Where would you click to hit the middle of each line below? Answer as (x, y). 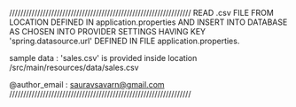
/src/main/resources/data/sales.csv (74, 67)
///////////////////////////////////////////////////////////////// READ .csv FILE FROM (142, 13)
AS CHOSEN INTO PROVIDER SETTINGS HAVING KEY (108, 31)
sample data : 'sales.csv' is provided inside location (103, 58)
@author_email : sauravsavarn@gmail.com (87, 84)
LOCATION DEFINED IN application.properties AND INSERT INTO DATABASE (148, 22)
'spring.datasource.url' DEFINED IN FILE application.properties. (125, 41)
